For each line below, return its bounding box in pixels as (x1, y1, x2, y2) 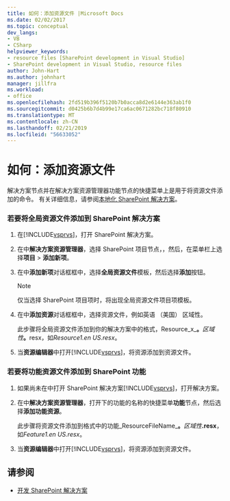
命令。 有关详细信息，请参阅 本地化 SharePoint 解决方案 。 (18, 195, 181, 203)
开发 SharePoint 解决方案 (16, 486, 88, 494)
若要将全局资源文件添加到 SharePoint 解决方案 (7, 214, 161, 223)
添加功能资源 (23, 407, 60, 415)
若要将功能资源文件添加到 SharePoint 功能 (7, 367, 146, 376)
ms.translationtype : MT (7, 112, 75, 118)
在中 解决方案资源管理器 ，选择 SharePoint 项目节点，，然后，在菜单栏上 (16, 245, 217, 253)
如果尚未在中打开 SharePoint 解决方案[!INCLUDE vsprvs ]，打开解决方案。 (16, 384, 223, 392)
